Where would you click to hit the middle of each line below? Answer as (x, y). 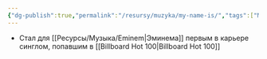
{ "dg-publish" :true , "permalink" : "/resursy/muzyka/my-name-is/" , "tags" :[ (131, 15)
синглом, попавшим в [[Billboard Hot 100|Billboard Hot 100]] (120, 46)
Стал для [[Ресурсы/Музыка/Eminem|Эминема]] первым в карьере (133, 38)
